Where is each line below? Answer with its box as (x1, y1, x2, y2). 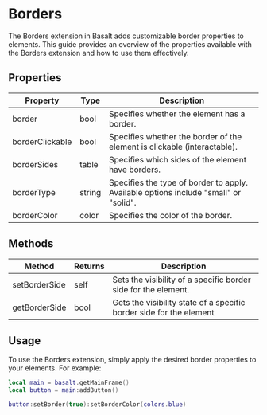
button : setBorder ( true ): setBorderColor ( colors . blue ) (8, 401, 187, 409)
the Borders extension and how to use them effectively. (8, 48, 189, 57)
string (79, 186, 102, 198)
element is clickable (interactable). (108, 141, 238, 152)
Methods (8, 237, 54, 251)
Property (25, 95, 60, 106)
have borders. (108, 164, 161, 175)
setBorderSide (12, 279, 66, 290)
